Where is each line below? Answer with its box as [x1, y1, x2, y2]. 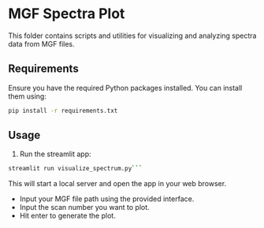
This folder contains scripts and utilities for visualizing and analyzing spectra [8, 31, 257, 40]
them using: [8, 92, 47, 101]
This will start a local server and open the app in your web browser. [8, 179, 227, 189]
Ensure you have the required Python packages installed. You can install [8, 83, 243, 92]
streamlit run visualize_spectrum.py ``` [8, 165, 143, 173]
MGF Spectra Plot [8, 5, 125, 23]
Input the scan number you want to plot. [19, 203, 150, 212]
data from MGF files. [8, 39, 75, 48]
